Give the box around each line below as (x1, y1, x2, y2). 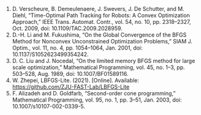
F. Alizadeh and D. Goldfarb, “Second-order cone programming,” (12, 90, 176, 97)
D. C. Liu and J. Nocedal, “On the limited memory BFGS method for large (12, 57, 195, 64)
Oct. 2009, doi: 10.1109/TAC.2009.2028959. (12, 24, 123, 32)
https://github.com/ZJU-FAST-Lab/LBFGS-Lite (12, 83, 130, 91)
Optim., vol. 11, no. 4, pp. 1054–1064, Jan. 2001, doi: (12, 44, 143, 51)
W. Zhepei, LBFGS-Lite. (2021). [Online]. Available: (12, 76, 139, 84)
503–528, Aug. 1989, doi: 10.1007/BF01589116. (12, 70, 129, 77)
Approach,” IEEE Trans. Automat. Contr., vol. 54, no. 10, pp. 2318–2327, (12, 18, 191, 25)
